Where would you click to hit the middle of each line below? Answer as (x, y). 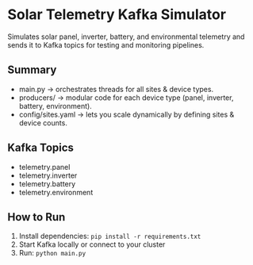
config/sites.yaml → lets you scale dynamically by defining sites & (126, 114)
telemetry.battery (47, 183)
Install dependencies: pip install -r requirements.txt (110, 236)
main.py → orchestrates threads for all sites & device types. (116, 89)
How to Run (36, 217)
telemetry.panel (44, 167)
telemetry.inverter (48, 175)
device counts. (43, 123)
